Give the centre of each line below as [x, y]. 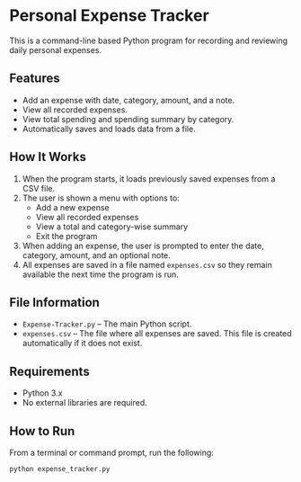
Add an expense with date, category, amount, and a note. [128, 100]
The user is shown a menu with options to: [101, 198]
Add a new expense [72, 207]
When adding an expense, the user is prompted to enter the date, [143, 245]
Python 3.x [42, 393]
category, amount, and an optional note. [96, 255]
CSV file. [39, 188]
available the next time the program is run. [101, 274]
